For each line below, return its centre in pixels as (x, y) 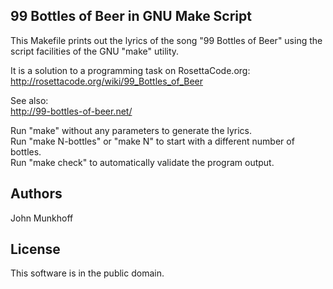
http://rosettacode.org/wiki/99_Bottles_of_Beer (107, 81)
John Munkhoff (42, 218)
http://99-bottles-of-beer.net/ (71, 111)
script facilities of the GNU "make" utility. (95, 51)
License (35, 249)
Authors (36, 194)
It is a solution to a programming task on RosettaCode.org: (130, 70)
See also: (29, 100)
